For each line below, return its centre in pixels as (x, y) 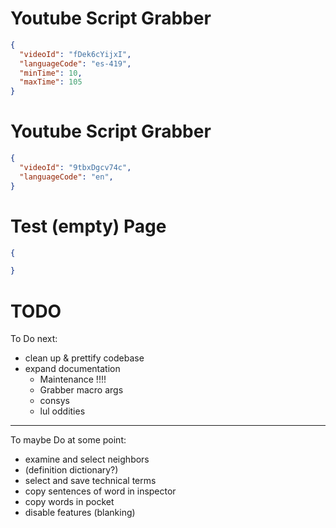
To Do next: (34, 339)
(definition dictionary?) (71, 470)
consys (54, 401)
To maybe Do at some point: (68, 440)
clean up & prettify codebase (84, 358)
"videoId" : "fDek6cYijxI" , (75, 54)
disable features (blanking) (80, 513)
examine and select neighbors (87, 459)
